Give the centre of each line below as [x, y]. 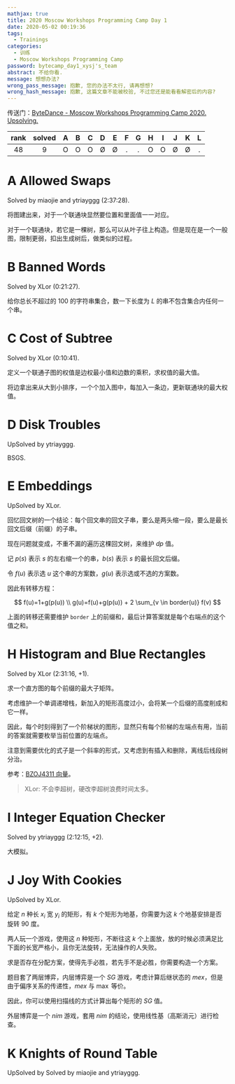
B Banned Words [57, 267]
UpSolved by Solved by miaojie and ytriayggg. [74, 1073]
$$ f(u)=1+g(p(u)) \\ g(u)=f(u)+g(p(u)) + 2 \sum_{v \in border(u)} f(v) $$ [117, 602]
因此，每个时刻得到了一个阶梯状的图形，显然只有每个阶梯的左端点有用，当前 [117, 727]
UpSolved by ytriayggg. [41, 444]
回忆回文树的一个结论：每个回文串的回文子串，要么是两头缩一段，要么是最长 [117, 520]
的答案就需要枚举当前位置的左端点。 [59, 735]
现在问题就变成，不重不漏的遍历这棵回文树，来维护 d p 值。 [93, 543]
